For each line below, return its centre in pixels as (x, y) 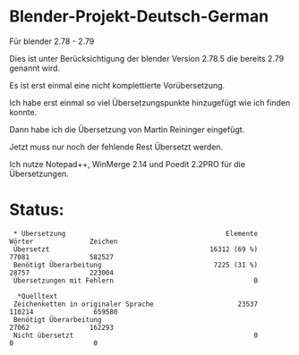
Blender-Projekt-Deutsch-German (139, 17)
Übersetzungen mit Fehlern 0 (135, 280)
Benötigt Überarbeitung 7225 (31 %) (135, 265)
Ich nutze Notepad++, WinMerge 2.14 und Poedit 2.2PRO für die (128, 164)
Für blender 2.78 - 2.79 (52, 41)
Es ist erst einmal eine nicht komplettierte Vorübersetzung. (117, 85)
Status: (37, 210)
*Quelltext (38, 296)
